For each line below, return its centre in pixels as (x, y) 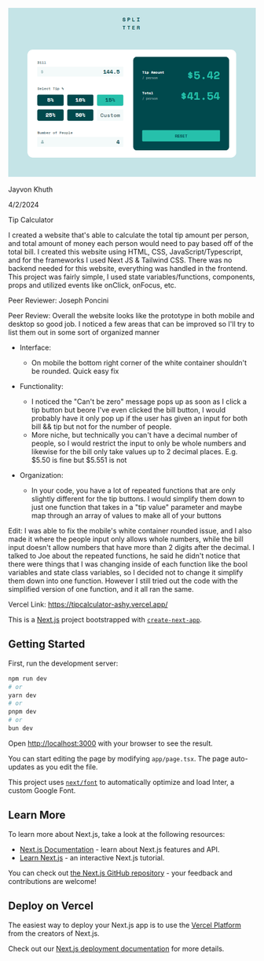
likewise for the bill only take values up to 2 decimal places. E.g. (134, 451)
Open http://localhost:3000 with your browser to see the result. (111, 743)
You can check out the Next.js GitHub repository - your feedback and (121, 873)
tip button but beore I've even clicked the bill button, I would (128, 409)
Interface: (35, 347)
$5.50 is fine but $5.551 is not (79, 460)
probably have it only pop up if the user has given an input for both (139, 418)
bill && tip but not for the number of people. (101, 426)
